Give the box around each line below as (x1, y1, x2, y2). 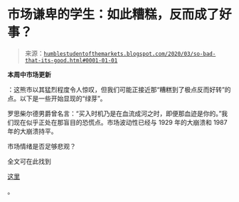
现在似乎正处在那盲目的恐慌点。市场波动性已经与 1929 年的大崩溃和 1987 (13, 118, 228, 126)
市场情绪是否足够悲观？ (7, 142, 76, 150)
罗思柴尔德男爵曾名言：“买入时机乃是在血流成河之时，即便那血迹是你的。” (7, 109, 222, 118)
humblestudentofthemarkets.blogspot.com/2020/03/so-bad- (43, 50, 216, 57)
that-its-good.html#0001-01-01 (24, 57, 118, 64)
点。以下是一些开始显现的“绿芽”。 (7, 94, 107, 103)
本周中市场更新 (7, 70, 51, 79)
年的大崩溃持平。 (7, 127, 58, 135)
